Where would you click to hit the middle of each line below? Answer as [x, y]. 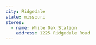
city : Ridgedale [25, 11]
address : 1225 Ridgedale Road [53, 33]
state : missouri [25, 17]
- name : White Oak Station [44, 28]
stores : [15, 22]
